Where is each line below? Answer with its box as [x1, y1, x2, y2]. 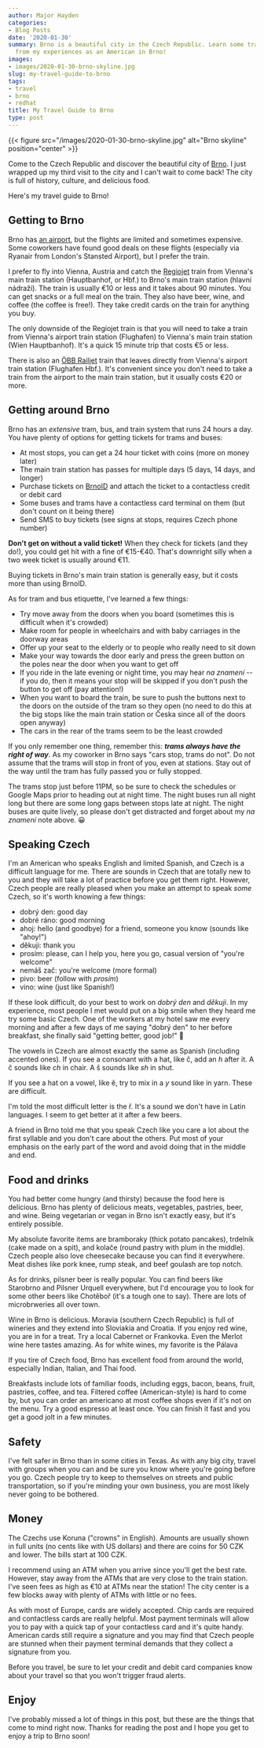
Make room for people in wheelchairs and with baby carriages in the [19, 626, 241, 635]
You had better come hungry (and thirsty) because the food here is [8, 1194, 225, 1204]
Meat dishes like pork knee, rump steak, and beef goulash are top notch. [8, 1260, 244, 1269]
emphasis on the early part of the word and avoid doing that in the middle [8, 1142, 246, 1152]
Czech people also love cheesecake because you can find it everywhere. [8, 1251, 245, 1260]
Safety [8, 1435, 42, 1448]
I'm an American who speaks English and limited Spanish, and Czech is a [8, 859, 245, 868]
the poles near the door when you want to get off [19, 659, 179, 668]
